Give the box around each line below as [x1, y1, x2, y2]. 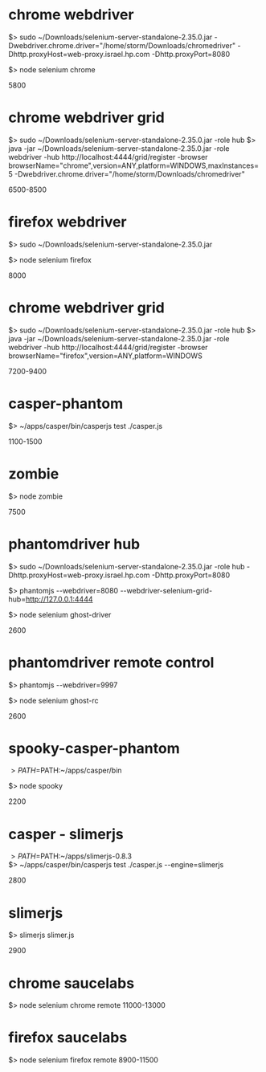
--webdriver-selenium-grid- [120, 585, 213, 595]
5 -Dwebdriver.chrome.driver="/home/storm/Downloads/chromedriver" [8, 169, 245, 178]
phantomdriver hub [8, 535, 141, 553]
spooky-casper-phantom [8, 739, 180, 757]
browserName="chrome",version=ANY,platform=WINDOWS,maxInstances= [8, 161, 260, 170]
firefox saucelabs [8, 1029, 128, 1047]
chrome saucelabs [8, 974, 135, 993]
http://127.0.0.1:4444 [25, 594, 93, 604]
